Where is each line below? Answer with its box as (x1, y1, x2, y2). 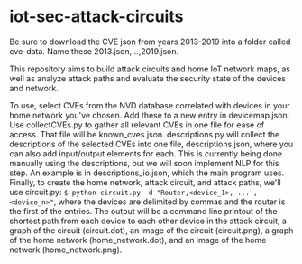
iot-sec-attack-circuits (9, 6, 184, 27)
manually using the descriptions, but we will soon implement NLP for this (9, 157, 279, 168)
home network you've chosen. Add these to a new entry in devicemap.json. (9, 109, 290, 120)
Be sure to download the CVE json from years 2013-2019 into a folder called (9, 36, 291, 47)
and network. (9, 82, 59, 93)
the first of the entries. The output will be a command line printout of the (9, 205, 278, 216)
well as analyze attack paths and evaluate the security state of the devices (9, 72, 287, 83)
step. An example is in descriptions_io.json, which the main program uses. (9, 167, 285, 178)
